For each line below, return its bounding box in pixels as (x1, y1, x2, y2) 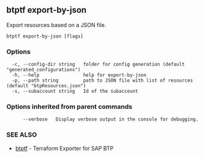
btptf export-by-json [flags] (6, 33, 84, 39)
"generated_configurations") (6, 67, 81, 73)
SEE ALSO (6, 130, 37, 139)
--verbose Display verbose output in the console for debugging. (22, 116, 199, 122)
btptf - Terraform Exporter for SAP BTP (15, 144, 114, 152)
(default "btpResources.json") (6, 83, 86, 89)
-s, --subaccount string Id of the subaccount (12, 89, 138, 95)
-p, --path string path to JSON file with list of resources (12, 77, 193, 84)
